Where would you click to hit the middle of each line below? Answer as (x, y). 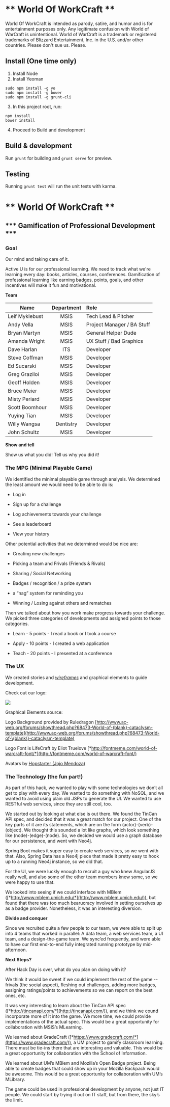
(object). (14, 830)
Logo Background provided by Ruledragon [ (51, 722)
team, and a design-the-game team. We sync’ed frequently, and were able (83, 939)
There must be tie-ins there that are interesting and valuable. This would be (84, 1048)
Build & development (39, 146)
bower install (20, 120)
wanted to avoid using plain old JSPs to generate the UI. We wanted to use (83, 799)
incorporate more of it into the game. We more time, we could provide (78, 1016)
